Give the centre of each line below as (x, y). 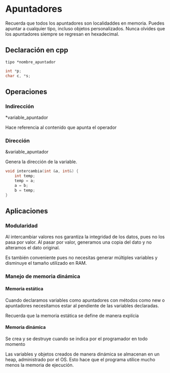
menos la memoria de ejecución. (40, 365)
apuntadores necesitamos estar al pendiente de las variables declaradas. (82, 305)
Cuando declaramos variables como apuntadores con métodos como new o (85, 300)
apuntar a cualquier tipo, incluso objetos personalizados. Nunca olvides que (85, 28)
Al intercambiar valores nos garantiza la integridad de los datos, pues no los (85, 237)
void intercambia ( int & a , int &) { (42, 171)
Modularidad (21, 226)
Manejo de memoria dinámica (43, 277)
